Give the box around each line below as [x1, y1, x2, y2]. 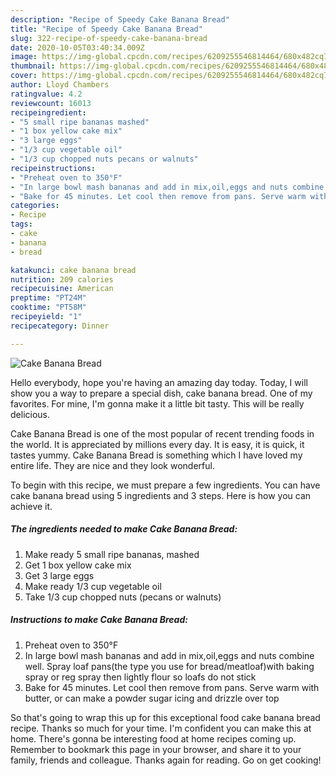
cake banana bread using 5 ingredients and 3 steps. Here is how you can [10, 489, 312, 501]
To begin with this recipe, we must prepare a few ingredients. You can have [10, 479, 321, 491]
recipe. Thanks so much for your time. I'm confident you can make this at [10, 722, 312, 734]
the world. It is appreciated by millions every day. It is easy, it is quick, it [10, 438, 305, 450]
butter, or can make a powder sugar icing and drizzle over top [24, 692, 280, 704]
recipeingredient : [10, 107, 87, 118]
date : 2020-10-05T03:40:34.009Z [10, 42, 145, 53]
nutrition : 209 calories [10, 274, 114, 285]
